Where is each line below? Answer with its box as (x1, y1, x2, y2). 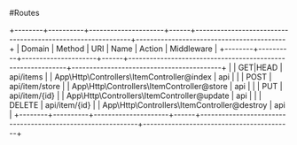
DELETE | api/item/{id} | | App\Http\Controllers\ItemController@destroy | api (9, 100, 285, 110)
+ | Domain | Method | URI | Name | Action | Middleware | (9, 43, 218, 54)
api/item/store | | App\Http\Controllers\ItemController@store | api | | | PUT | (9, 81, 283, 91)
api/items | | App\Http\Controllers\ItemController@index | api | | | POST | (9, 72, 272, 82)
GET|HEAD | (238, 62, 283, 72)
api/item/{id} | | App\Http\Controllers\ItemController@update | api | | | (9, 90, 262, 101)
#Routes (9, 8, 40, 18)
